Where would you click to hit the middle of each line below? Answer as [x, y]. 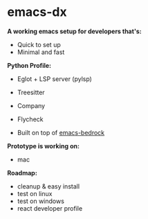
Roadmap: [22, 173]
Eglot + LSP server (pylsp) [54, 79]
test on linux [35, 193]
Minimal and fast [41, 52]
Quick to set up [39, 44]
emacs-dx [37, 12]
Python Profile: [29, 65]
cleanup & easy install [48, 186]
